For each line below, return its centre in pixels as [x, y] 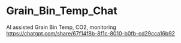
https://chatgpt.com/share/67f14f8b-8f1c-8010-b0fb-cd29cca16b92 [91, 33]
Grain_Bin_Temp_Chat [62, 11]
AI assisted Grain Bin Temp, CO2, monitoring [61, 27]
